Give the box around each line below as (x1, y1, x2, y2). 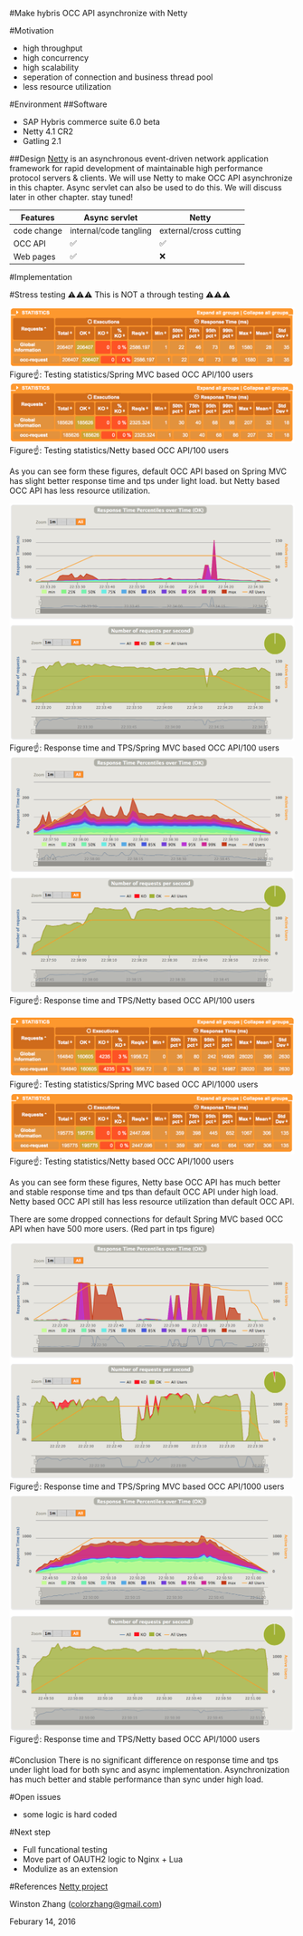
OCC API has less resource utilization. (9, 485, 151, 497)
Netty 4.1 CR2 (22, 126, 74, 137)
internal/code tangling (70, 225, 152, 236)
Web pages (13, 251, 56, 262)
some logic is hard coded (22, 1808, 118, 1820)
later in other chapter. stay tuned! (9, 192, 134, 202)
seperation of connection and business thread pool (22, 72, 213, 82)
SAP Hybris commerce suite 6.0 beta (22, 117, 161, 127)
